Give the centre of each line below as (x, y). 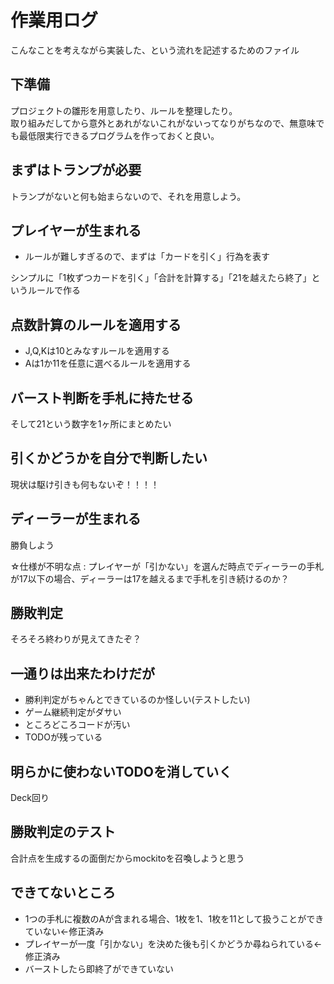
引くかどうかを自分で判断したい (109, 458)
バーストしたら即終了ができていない (99, 968)
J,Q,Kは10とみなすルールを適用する (97, 351)
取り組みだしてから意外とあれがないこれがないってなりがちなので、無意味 (163, 123)
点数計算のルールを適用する (96, 324)
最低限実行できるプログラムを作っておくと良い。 (119, 135)
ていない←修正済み (64, 931)
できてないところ (63, 892)
